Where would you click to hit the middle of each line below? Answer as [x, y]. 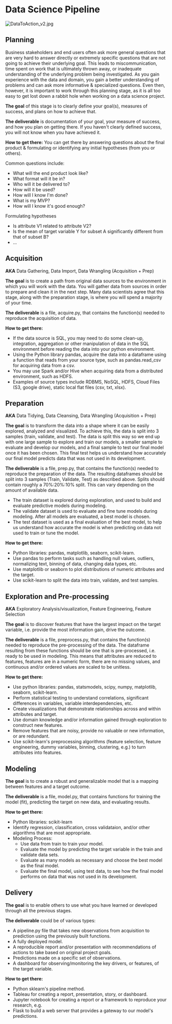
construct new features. [38, 725]
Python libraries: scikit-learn [42, 822]
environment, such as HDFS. [43, 376]
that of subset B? [31, 237]
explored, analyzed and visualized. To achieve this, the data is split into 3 [82, 431]
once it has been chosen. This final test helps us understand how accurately [86, 453]
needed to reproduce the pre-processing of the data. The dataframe [77, 645]
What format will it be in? [39, 178]
